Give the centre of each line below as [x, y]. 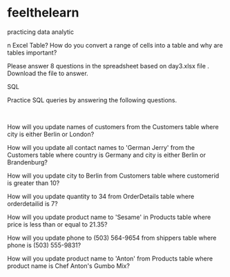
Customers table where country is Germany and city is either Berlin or [106, 155]
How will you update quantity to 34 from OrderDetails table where [101, 196]
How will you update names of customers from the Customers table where [113, 126]
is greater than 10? [33, 183]
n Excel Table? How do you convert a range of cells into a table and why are [115, 45]
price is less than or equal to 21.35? [57, 224]
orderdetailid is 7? [32, 203]
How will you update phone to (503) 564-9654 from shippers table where [112, 238]
